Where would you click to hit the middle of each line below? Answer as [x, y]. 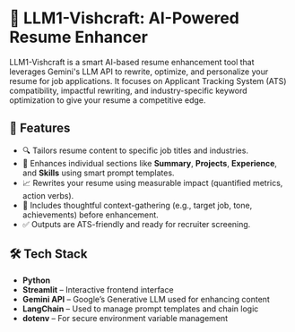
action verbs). [48, 195]
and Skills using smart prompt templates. [98, 173]
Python [36, 280]
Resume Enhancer [78, 37]
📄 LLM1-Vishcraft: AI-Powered [125, 18]
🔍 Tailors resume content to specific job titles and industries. [135, 150]
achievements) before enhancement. [90, 215]
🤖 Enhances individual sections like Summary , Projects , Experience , [150, 163]
